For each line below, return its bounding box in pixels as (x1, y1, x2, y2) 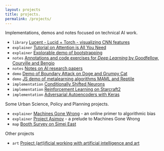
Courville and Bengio (12, 60, 55, 66)
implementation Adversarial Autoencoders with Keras (12, 91, 120, 97)
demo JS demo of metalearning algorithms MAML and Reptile (12, 76, 135, 82)
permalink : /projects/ (5, 16, 52, 21)
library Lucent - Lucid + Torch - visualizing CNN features (12, 39, 130, 45)
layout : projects (5, 7, 41, 12)
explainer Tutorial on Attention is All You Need (12, 45, 107, 51)
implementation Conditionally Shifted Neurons (12, 81, 105, 87)
